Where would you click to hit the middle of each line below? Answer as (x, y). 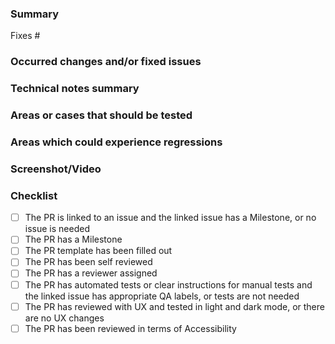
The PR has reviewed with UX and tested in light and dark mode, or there (174, 306)
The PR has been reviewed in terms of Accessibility (130, 328)
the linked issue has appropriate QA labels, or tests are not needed (162, 296)
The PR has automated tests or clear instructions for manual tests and (168, 284)
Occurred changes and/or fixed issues (106, 62)
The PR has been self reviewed (88, 262)
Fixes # (25, 36)
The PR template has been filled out (98, 251)
